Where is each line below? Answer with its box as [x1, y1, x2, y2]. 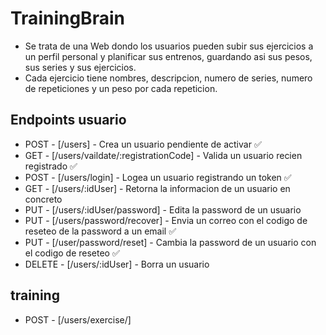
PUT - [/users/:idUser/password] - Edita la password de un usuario [24, 203, 302, 216]
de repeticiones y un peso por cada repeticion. [24, 82, 218, 94]
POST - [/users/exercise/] [24, 313, 132, 326]
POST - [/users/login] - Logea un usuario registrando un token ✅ [24, 171, 292, 183]
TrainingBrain [10, 7, 125, 30]
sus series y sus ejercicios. [24, 61, 137, 73]
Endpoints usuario [10, 112, 127, 129]
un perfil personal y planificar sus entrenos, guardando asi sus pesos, [24, 50, 313, 62]
